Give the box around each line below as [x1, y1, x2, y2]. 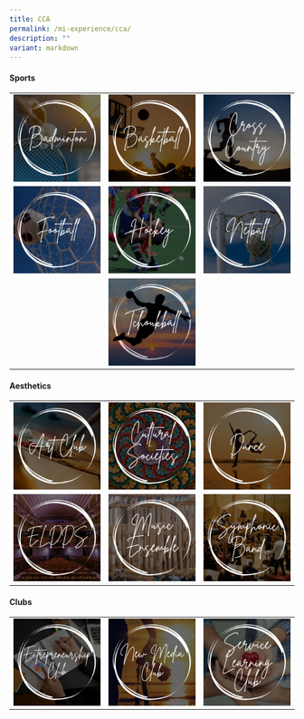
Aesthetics [9, 380, 52, 391]
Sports [9, 72, 36, 83]
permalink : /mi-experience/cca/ [9, 24, 131, 34]
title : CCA [9, 14, 51, 24]
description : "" [9, 34, 71, 43]
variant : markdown [9, 43, 79, 53]
